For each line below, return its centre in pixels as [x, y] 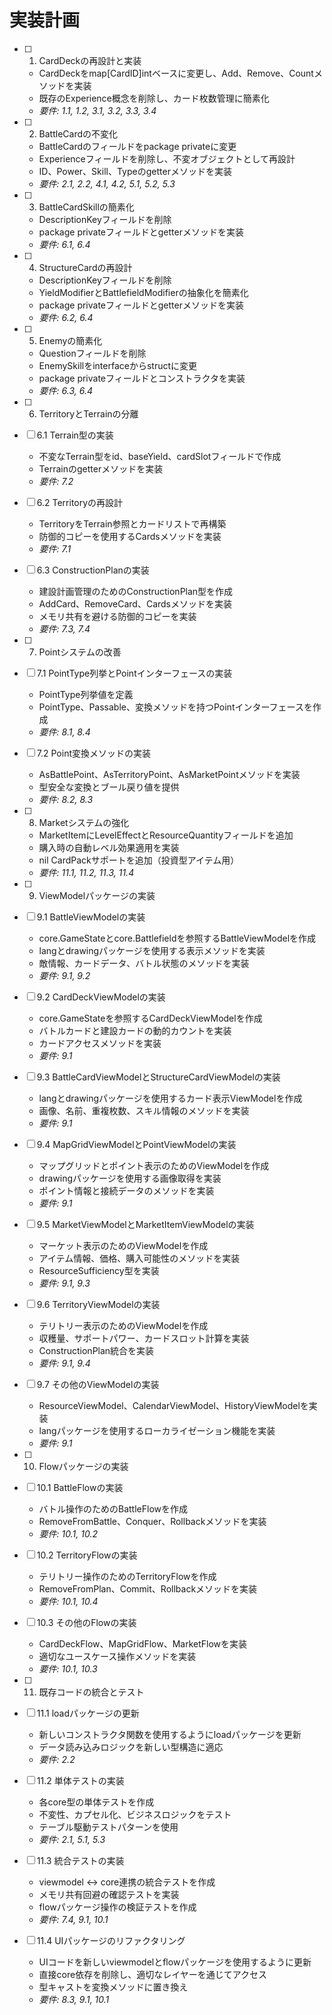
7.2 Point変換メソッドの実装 [93, 753]
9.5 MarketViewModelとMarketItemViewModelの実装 [145, 1224]
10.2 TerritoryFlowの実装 [87, 1555]
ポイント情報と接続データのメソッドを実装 [126, 1190]
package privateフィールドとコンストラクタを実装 [142, 378]
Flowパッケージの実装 [83, 1466]
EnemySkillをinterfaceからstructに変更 [118, 365]
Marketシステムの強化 [84, 822]
